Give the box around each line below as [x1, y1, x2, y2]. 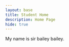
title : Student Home [5, 12, 49, 17]
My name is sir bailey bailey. [5, 36, 64, 42]
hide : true [5, 21, 28, 27]
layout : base [5, 7, 33, 13]
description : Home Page [5, 17, 56, 22]
